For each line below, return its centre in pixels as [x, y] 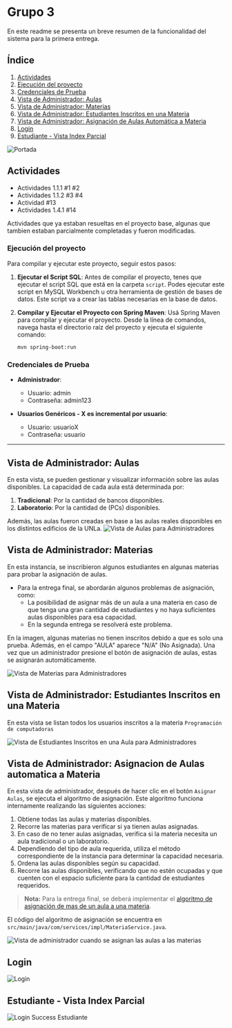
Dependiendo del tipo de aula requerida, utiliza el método [99, 849]
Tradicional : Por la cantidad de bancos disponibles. [90, 500]
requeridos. [33, 885]
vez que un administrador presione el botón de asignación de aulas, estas [112, 652]
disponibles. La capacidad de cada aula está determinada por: [96, 487]
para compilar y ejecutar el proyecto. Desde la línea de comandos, [112, 320]
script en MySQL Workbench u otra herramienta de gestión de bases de [119, 291]
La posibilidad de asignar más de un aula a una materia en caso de [122, 602]
